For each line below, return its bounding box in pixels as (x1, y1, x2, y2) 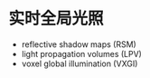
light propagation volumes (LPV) (21, 48, 142, 59)
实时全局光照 (8, 8, 105, 29)
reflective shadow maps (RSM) (21, 38, 136, 50)
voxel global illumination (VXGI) (21, 58, 138, 69)
